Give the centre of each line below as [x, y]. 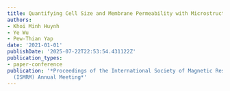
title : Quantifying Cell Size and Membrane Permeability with [98, 13]
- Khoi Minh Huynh [33, 26]
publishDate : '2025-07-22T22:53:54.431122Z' [72, 52]
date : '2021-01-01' [35, 45]
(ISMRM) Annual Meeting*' [50, 77]
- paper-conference [35, 64]
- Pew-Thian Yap [30, 39]
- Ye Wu [18, 32]
